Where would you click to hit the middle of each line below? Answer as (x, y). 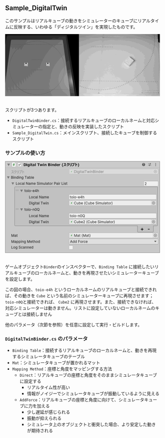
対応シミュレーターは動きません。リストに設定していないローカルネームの (80, 308)
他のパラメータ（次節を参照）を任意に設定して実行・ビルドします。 (74, 324)
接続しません (39, 314)
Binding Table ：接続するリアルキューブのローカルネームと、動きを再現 (84, 350)
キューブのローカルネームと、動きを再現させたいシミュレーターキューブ (86, 273)
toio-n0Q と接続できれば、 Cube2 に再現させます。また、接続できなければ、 (81, 302)
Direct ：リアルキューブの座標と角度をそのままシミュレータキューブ (88, 375)
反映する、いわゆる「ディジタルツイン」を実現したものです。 (76, 27)
